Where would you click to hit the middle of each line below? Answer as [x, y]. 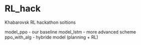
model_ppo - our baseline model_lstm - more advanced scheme [70, 32]
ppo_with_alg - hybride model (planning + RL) [51, 37]
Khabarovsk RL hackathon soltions [40, 22]
